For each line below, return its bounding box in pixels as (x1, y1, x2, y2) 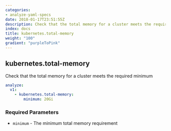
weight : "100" (5, 36, 36, 41)
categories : (5, 7, 31, 13)
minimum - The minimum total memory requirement (12, 120, 118, 126)
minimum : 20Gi (23, 97, 53, 102)
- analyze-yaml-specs (5, 12, 51, 17)
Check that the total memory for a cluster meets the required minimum (5, 73, 153, 79)
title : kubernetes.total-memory (5, 31, 74, 36)
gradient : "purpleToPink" (5, 41, 60, 46)
